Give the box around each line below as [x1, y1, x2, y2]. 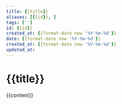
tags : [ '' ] [6, 19, 33, 25]
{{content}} [6, 92, 33, 99]
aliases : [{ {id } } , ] [6, 14, 57, 20]
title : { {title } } [6, 8, 49, 15]
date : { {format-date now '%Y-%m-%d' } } [6, 36, 101, 42]
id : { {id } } [6, 25, 33, 31]
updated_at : [6, 47, 35, 53]
